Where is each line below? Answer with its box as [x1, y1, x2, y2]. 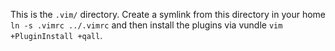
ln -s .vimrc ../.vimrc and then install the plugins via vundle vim [10, 19, 283, 31]
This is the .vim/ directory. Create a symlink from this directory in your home [10, 9, 326, 20]
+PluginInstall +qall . [10, 30, 103, 41]
